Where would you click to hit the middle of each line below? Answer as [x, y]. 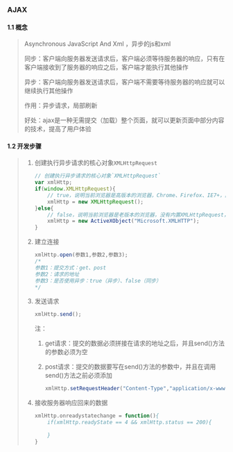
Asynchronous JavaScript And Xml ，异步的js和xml [97, 44]
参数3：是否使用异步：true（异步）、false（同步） [98, 281]
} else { [44, 208]
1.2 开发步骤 [24, 146]
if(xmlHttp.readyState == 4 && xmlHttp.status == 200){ [130, 422]
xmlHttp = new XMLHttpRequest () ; [96, 202]
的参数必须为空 [66, 352]
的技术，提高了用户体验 [58, 129]
